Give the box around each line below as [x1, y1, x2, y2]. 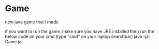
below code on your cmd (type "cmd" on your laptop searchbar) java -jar [5, 33, 151, 39]
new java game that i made [5, 19, 59, 25]
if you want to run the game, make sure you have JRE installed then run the [5, 28, 155, 34]
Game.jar [5, 38, 23, 44]
